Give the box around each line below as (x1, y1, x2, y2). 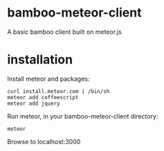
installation (7, 52, 73, 68)
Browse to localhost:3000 (7, 137, 81, 145)
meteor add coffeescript (7, 94, 79, 101)
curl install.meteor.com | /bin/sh (7, 88, 110, 94)
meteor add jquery (7, 100, 60, 107)
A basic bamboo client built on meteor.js (7, 28, 122, 36)
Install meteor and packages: (7, 74, 90, 83)
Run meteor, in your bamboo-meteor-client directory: (7, 112, 158, 120)
